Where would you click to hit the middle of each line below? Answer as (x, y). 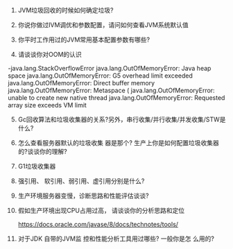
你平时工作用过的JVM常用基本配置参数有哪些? (84, 40)
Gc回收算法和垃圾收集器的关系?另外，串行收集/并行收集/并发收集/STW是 (122, 119)
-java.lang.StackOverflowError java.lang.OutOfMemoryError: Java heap (110, 68)
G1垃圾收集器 (37, 166)
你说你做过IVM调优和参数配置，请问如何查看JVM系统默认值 (103, 25)
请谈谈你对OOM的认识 (50, 54)
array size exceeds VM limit (48, 105)
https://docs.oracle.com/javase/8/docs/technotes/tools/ (98, 224)
